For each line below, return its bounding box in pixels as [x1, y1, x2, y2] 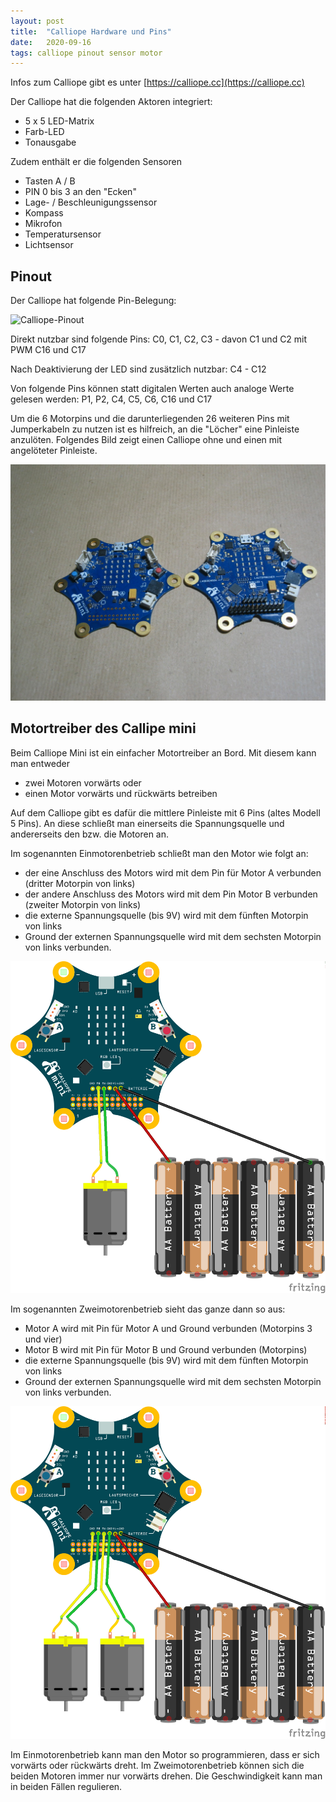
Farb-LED [24, 126, 65, 138]
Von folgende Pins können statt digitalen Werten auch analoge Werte [10, 383, 295, 395]
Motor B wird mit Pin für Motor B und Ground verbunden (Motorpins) [24, 1344, 308, 1356]
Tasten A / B [24, 175, 76, 187]
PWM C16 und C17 [10, 344, 87, 356]
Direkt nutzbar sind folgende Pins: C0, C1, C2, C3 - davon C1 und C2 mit [10, 333, 308, 345]
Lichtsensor [24, 239, 74, 251]
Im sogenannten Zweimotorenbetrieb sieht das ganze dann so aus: [10, 1303, 286, 1315]
